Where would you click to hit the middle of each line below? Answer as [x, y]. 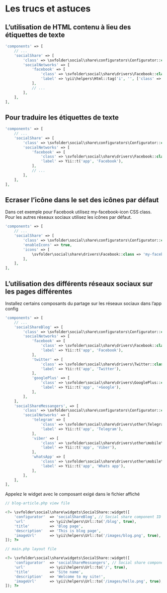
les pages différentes [39, 291]
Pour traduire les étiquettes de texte [62, 117]
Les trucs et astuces [48, 9]
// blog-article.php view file [38, 503]
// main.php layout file [31, 549]
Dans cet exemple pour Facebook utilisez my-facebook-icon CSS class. [79, 212]
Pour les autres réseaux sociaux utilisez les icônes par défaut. [69, 217]
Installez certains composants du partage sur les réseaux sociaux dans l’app [83, 303]
